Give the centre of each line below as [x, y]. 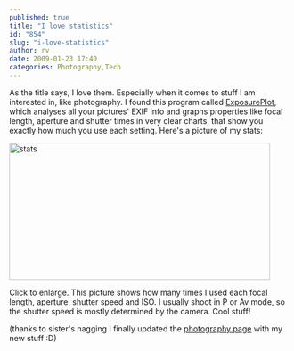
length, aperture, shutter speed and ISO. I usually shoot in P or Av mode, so [147, 302]
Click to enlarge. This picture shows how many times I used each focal [139, 292]
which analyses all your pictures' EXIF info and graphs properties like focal [146, 111]
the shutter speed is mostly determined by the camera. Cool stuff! [130, 311]
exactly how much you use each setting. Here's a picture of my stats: [136, 130]
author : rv [29, 51]
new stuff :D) [33, 338]
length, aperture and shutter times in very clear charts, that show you [136, 120]
